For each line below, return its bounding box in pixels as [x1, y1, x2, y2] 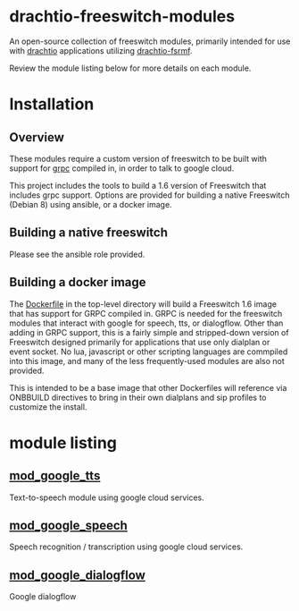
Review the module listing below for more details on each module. [9, 63, 252, 73]
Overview [9, 130, 65, 145]
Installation [9, 94, 95, 115]
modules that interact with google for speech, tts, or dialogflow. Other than [9, 318, 284, 328]
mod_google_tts [9, 468, 101, 484]
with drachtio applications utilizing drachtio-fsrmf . [9, 45, 193, 55]
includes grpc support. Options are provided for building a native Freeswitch [9, 190, 290, 200]
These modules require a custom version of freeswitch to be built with [9, 153, 268, 164]
